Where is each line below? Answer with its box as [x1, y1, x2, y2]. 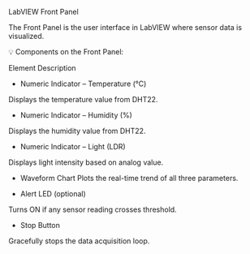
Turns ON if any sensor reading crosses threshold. [8, 204, 177, 214]
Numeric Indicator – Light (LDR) [19, 142, 126, 151]
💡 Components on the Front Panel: [8, 47, 124, 56]
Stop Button [19, 221, 61, 230]
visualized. [8, 32, 45, 41]
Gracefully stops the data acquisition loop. [8, 236, 150, 246]
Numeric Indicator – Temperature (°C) [19, 79, 147, 88]
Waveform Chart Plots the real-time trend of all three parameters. [19, 174, 239, 183]
